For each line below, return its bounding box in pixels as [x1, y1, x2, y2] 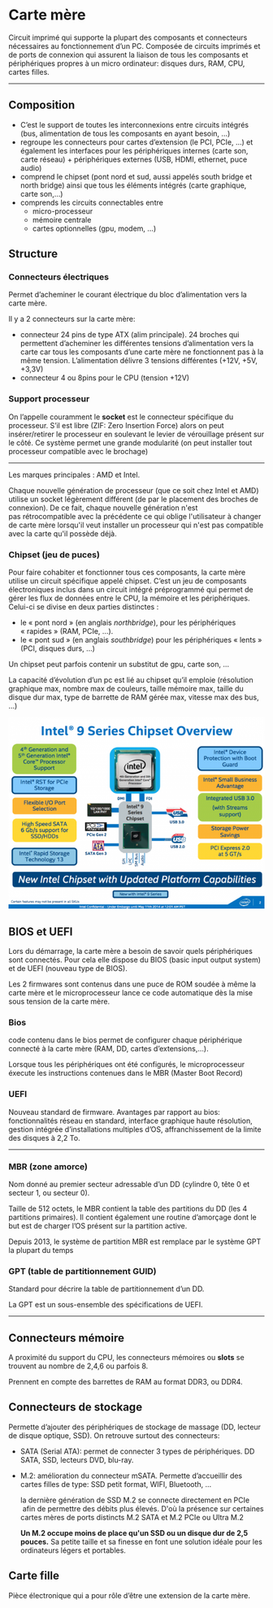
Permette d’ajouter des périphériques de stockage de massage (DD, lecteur [8, 1422, 262, 1432]
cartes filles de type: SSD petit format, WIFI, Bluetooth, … [19, 1479, 212, 1489]
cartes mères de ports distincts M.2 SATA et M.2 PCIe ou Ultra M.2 [19, 1512, 244, 1522]
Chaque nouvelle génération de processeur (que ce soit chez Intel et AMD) [8, 485, 259, 495]
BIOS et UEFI [8, 925, 73, 938]
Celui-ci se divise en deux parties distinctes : [8, 602, 159, 612]
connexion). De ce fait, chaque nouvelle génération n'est [8, 502, 198, 513]
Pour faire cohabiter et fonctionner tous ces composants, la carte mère [8, 567, 246, 578]
